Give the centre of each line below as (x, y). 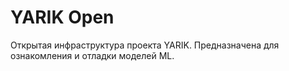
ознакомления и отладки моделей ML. (92, 55)
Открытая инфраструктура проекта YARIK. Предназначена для (145, 45)
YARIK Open (62, 17)
